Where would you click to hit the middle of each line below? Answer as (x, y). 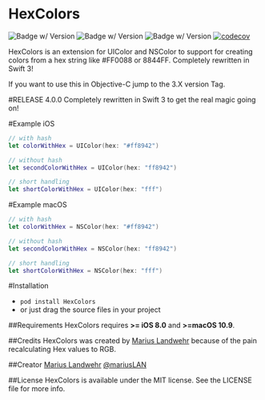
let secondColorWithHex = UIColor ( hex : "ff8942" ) (93, 168)
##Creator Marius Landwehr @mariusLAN (77, 365)
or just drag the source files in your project (90, 310)
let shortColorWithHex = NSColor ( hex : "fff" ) (85, 270)
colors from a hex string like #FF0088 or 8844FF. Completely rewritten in (129, 60)
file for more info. (37, 389)
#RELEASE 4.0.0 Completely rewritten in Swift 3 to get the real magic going (132, 99)
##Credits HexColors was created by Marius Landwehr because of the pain (133, 341)
